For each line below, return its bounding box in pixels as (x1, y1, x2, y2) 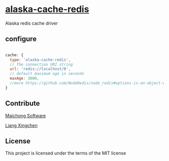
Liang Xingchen (5, 122, 38, 128)
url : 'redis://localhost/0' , (10, 66, 71, 71)
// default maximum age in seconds (10, 71, 84, 76)
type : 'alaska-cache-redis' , (10, 57, 71, 62)
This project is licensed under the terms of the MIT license (5, 150, 126, 156)
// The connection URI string (10, 62, 73, 67)
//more (10, 80, 24, 86)
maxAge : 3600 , (10, 76, 39, 81)
